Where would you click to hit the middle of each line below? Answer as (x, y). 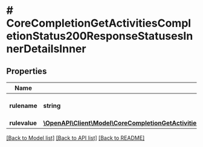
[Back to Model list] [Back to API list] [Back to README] (76, 138)
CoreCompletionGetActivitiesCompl (99, 23)
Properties (27, 71)
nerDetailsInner (46, 49)
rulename (23, 106)
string (52, 106)
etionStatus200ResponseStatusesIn (100, 36)
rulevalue (23, 123)
